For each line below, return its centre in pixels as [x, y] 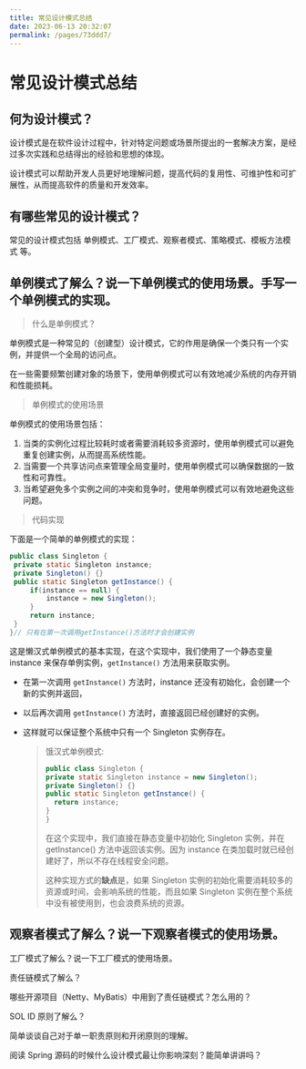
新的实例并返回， [55, 693]
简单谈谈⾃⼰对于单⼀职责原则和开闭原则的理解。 [101, 1035]
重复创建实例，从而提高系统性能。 [87, 455]
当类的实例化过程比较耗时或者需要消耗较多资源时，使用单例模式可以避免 [158, 443]
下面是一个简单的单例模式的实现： [73, 539]
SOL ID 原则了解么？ [48, 1016]
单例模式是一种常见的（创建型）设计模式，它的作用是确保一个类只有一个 [145, 343]
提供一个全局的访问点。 [77, 355]
